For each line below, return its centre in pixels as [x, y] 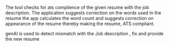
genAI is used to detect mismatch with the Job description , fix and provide [84, 33]
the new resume [22, 39]
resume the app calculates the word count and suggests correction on [79, 18]
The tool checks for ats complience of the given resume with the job [77, 7]
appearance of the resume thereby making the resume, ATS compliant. [80, 24]
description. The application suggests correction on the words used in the [83, 13]
